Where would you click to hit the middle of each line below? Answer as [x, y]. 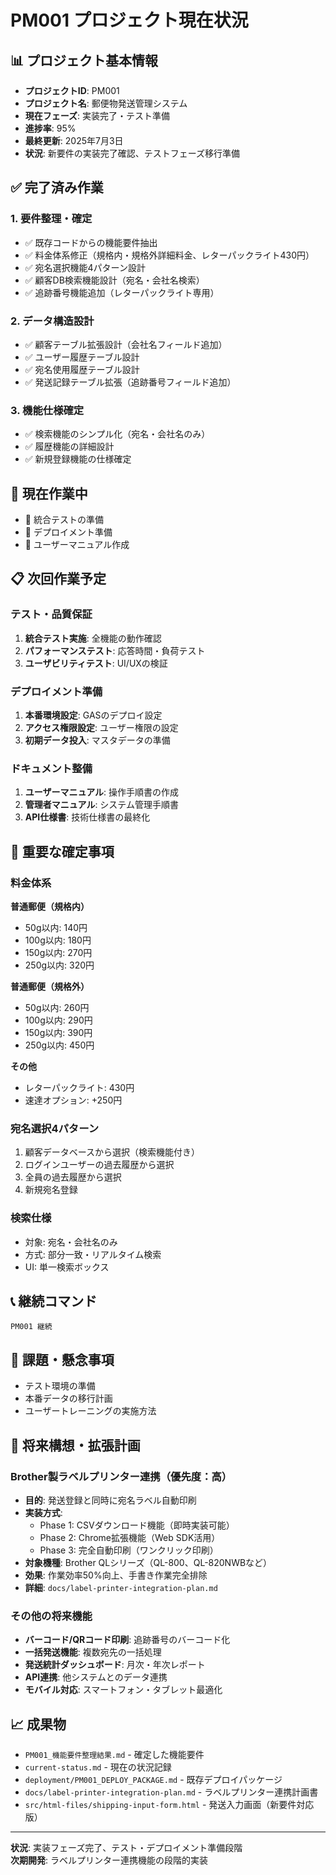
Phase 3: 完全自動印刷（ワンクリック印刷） [129, 1550]
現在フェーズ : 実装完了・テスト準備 [97, 115]
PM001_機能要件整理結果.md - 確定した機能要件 [114, 1755]
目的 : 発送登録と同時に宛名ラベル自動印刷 [110, 1500]
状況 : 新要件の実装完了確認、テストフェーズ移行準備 [132, 153]
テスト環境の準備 [60, 1386]
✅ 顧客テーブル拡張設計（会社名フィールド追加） [126, 344]
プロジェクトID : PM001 [72, 90]
